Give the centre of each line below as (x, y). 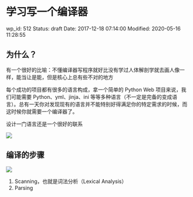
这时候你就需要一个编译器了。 (42, 111)
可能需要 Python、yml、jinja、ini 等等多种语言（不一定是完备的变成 (92, 96)
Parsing (24, 188)
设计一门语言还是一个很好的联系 (44, 124)
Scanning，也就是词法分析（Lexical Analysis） (71, 181)
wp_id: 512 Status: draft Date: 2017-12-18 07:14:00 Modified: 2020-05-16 (93, 28)
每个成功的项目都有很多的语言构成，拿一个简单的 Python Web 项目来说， (94, 89)
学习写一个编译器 (47, 12)
